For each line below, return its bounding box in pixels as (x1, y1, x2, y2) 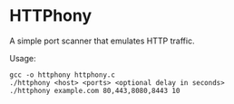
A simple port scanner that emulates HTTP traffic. (9, 35, 195, 46)
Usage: (9, 52, 36, 63)
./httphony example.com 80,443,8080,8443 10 (9, 86, 180, 95)
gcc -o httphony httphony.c (9, 70, 116, 80)
